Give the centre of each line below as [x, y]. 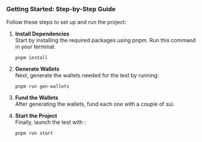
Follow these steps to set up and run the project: [66, 22]
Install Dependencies [42, 34]
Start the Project [36, 116]
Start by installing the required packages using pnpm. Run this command [105, 40]
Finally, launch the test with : [50, 122]
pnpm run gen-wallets [42, 86]
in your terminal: [35, 47]
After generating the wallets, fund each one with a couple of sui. [95, 104]
